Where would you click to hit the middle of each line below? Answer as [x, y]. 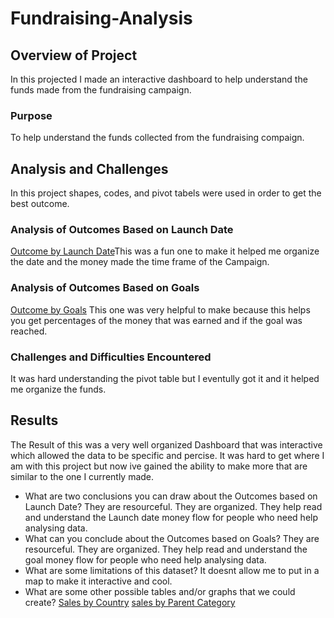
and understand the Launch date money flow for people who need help [171, 517]
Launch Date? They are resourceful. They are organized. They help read [173, 506]
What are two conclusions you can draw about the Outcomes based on [171, 496]
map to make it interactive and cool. [98, 581]
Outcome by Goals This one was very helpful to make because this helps [160, 309]
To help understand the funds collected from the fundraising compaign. [157, 138]
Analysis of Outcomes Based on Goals [105, 288]
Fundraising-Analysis [101, 18]
